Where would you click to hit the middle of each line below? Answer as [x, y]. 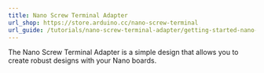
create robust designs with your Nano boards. [82, 60]
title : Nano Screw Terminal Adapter [68, 15]
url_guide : [26, 30]
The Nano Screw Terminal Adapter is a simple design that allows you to [123, 53]
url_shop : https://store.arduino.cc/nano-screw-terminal [103, 23]
